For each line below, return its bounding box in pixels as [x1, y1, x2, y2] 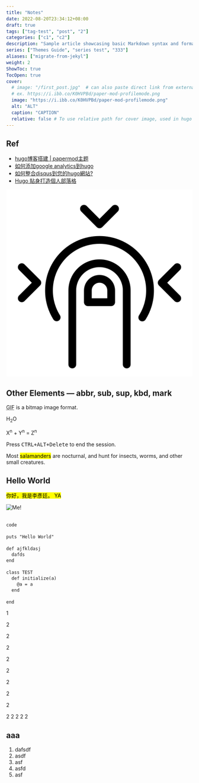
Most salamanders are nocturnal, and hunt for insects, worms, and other [6, 452, 183, 459]
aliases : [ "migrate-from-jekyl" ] [6, 53, 89, 59]
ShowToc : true [6, 66, 41, 72]
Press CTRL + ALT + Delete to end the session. [6, 441, 117, 448]
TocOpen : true [6, 72, 41, 78]
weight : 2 [6, 59, 31, 65]
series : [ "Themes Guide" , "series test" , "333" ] [6, 47, 129, 53]
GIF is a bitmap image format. [6, 404, 78, 411]
